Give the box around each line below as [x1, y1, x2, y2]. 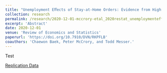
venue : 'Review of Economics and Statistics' [5, 30, 101, 35]
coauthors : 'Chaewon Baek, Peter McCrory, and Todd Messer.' [5, 39, 135, 44]
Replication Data [5, 62, 39, 68]
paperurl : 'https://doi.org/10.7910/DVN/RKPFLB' [5, 35, 108, 40]
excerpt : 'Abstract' [5, 21, 48, 26]
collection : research [5, 12, 50, 17]
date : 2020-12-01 [5, 26, 41, 31]
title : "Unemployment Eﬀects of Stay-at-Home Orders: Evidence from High [5, 7, 162, 12]
